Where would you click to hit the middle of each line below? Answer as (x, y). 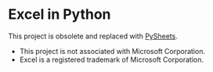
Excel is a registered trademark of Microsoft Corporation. (111, 59)
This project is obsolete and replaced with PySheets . (93, 36)
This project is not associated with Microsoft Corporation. (112, 51)
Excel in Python (60, 14)
